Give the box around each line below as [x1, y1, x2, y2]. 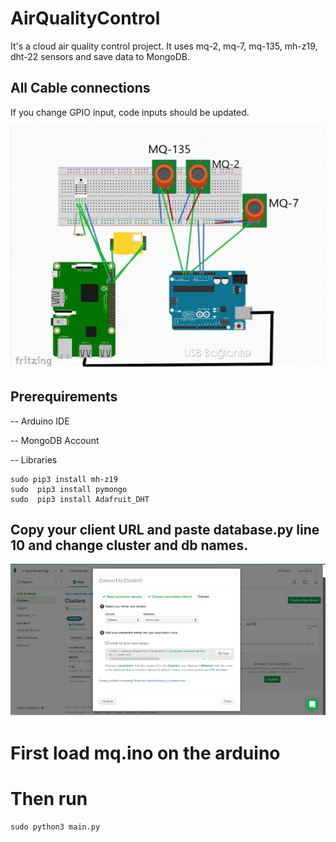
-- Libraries [10, 453, 58, 466]
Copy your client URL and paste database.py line [10, 522, 320, 539]
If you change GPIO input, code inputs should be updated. [10, 106, 250, 118]
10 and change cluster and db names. [10, 537, 249, 554]
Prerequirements [10, 388, 118, 406]
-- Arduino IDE [10, 415, 70, 427]
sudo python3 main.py [10, 822, 101, 832]
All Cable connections [10, 80, 151, 97]
